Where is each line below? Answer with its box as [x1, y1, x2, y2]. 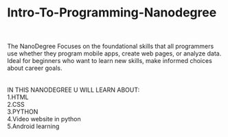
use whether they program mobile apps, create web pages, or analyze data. [7, 49, 222, 58]
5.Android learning [7, 122, 60, 130]
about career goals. [7, 64, 62, 72]
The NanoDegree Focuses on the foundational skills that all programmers [7, 42, 214, 50]
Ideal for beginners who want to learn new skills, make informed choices [7, 56, 213, 64]
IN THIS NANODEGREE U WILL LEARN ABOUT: [7, 86, 140, 94]
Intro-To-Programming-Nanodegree [7, 5, 217, 21]
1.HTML [7, 92, 29, 101]
